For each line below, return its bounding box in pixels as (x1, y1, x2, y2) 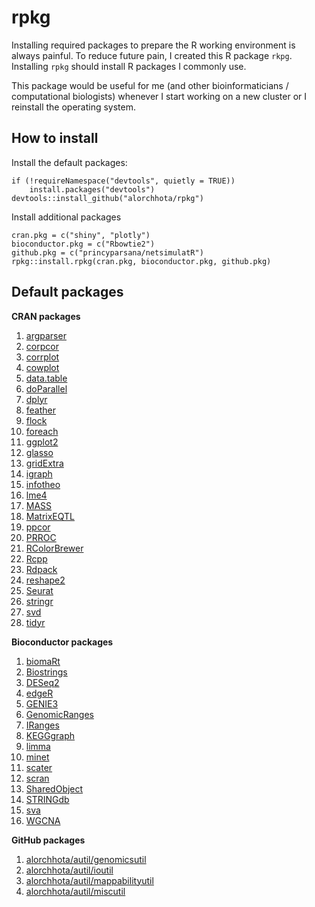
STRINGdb (25, 793, 70, 805)
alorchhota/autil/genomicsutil (25, 853, 147, 865)
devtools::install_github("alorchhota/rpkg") (11, 193, 204, 203)
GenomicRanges (25, 708, 94, 720)
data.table (25, 372, 68, 384)
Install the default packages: (11, 156, 128, 168)
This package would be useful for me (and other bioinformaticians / (11, 79, 289, 91)
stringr (25, 595, 54, 607)
